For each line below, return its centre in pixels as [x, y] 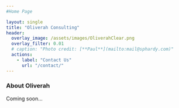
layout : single [25, 22]
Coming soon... [24, 98]
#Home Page [19, 11]
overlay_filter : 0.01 [38, 44]
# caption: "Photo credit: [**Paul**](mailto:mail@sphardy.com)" [93, 49]
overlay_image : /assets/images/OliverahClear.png [73, 39]
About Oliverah [28, 86]
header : [16, 33]
